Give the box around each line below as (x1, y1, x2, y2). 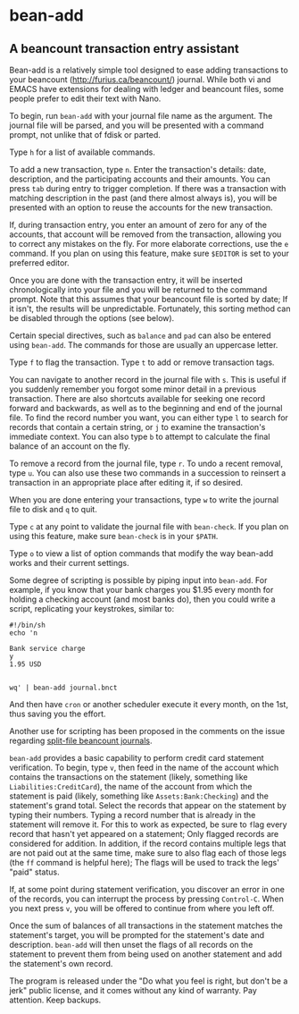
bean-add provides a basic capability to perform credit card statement (9, 753, 265, 763)
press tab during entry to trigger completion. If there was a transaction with (9, 183, 287, 193)
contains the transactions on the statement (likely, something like (9, 772, 248, 782)
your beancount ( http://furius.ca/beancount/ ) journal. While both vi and (9, 74, 271, 85)
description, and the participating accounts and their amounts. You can (9, 173, 270, 184)
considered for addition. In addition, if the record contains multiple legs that (9, 838, 287, 849)
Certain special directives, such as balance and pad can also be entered (9, 330, 271, 341)
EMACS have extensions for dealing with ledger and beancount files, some (9, 84, 284, 94)
